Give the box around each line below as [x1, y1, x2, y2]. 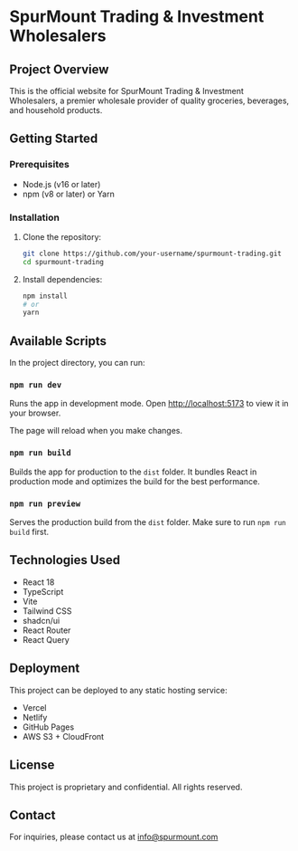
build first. [9, 527, 50, 538]
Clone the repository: [22, 231, 102, 242]
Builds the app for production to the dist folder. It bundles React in [9, 466, 257, 477]
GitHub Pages [22, 722, 75, 732]
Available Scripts [9, 333, 107, 349]
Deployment [9, 661, 80, 676]
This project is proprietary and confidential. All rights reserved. [9, 781, 243, 792]
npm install [22, 292, 68, 301]
